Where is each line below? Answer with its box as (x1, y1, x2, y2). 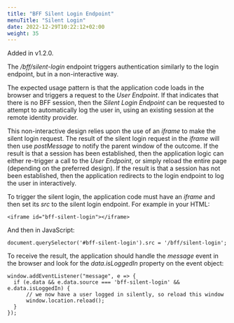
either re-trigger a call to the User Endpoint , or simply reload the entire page (7, 157, 227, 165)
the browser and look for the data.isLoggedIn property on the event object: (7, 259, 224, 268)
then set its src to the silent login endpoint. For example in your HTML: (7, 200, 210, 209)
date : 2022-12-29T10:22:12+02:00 (7, 23, 105, 30)
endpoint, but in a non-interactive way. (7, 70, 119, 78)
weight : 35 (7, 29, 39, 37)
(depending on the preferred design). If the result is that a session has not (7, 164, 221, 172)
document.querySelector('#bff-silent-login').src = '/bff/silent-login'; (7, 240, 228, 247)
